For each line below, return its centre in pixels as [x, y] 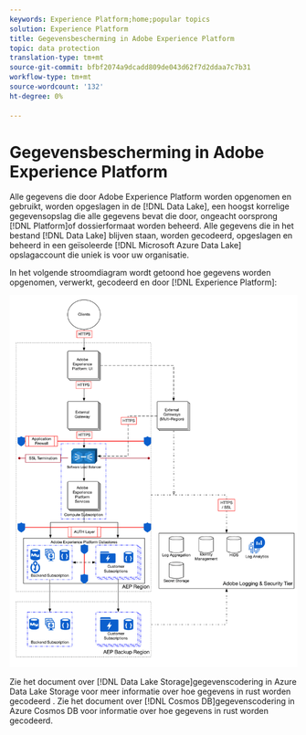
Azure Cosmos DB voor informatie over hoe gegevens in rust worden [139, 711]
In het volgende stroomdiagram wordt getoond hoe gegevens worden [140, 273]
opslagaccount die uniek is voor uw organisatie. [100, 255]
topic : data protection [55, 48]
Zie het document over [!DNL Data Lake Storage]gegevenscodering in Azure [153, 682]
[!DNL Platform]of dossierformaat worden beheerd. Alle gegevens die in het [152, 226]
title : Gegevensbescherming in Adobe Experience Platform [122, 38]
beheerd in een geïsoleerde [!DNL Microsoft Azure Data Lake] [126, 246]
